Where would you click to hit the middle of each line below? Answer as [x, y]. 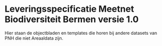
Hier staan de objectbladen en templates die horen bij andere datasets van [81, 33]
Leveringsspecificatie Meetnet [70, 9]
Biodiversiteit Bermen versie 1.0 [72, 19]
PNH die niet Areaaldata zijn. [34, 38]
